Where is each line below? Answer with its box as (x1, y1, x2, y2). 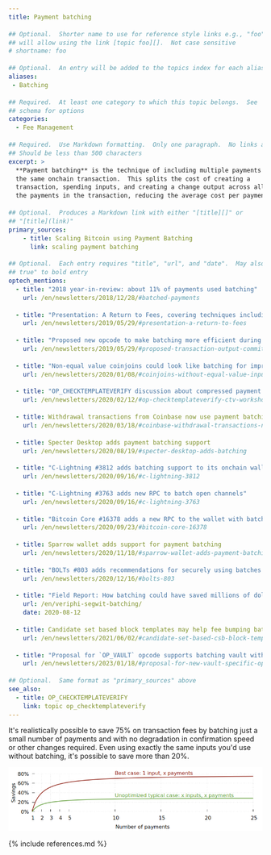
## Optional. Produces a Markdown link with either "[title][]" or (8, 209, 244, 217)
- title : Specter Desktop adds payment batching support (15, 438, 211, 447)
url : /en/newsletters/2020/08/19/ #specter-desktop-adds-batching (23, 447, 248, 455)
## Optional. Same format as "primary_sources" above (8, 677, 197, 685)
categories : (8, 115, 48, 123)
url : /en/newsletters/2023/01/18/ (23, 660, 139, 668)
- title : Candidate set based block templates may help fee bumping (15, 625, 251, 633)
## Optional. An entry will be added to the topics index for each (8, 65, 244, 73)
